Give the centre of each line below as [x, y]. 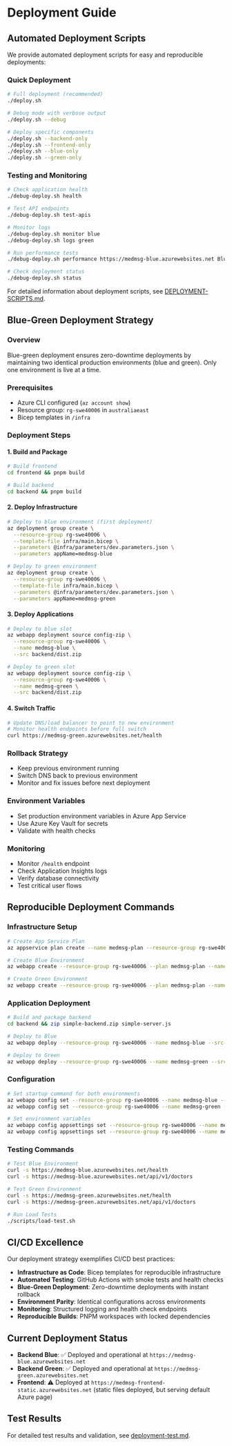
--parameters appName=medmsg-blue [63, 554]
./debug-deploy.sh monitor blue [54, 234]
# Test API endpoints [38, 209]
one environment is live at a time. [54, 369]
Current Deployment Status [68, 1338]
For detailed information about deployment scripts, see [85, 291]
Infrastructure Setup [42, 927]
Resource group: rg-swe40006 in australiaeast [83, 410]
